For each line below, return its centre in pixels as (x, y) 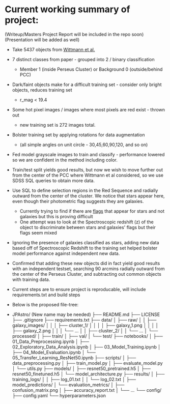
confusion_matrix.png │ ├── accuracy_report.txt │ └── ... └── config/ (87, 390)
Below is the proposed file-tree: (45, 304)
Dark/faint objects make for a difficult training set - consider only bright (87, 84)
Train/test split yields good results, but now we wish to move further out (88, 169)
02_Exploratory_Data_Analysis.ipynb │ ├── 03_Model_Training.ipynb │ (86, 347)
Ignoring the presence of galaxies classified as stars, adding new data (86, 242)
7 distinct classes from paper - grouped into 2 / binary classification (83, 59)
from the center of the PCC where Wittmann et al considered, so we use (88, 175)
